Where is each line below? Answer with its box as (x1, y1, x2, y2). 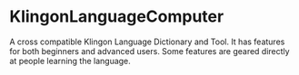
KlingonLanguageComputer (9, 6, 224, 27)
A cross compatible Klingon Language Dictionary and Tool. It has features (9, 36, 285, 47)
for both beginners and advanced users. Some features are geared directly (9, 45, 290, 56)
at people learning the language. (9, 55, 132, 66)
